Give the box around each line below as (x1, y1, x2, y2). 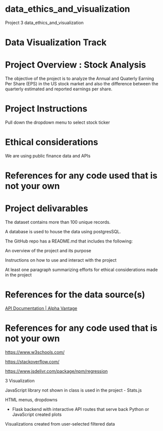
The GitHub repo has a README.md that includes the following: (5, 238, 133, 244)
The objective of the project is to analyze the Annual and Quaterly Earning (5, 76, 154, 81)
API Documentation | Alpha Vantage (5, 305, 77, 311)
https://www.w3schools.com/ (5, 349, 65, 355)
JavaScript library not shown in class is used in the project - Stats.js (5, 387, 142, 393)
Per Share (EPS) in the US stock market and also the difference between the (5, 81, 159, 87)
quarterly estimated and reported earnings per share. (5, 86, 113, 92)
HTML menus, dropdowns (5, 397, 58, 403)
